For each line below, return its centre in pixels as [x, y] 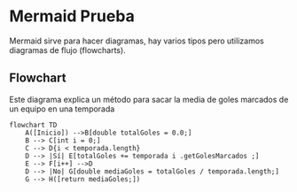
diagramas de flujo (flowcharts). [67, 50]
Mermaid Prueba [72, 16]
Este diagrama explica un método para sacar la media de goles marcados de [149, 99]
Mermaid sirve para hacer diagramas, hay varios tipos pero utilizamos [137, 41]
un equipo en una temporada [62, 109]
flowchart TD [33, 125]
